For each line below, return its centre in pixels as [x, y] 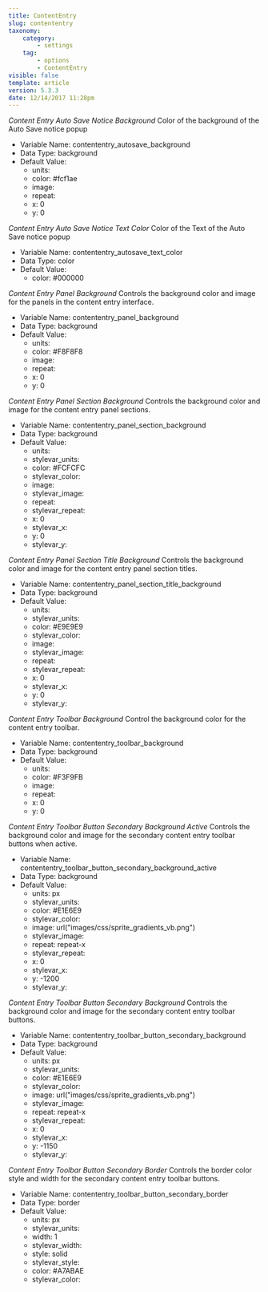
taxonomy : [25, 30]
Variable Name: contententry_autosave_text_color [101, 253]
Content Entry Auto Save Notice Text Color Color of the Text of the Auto [127, 229]
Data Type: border [50, 1203]
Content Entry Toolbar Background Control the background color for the [127, 719]
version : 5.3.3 [34, 90]
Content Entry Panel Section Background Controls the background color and [134, 401]
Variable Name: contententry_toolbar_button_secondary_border [124, 1194]
